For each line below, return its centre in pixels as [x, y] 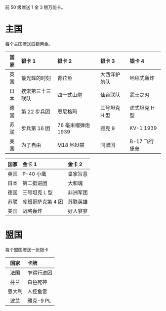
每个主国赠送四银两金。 [29, 44]
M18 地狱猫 [71, 145]
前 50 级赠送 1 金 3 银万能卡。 [35, 7]
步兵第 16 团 [36, 128]
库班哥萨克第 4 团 [43, 201]
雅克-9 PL [39, 301]
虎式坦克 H [142, 108]
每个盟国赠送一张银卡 [27, 249]
